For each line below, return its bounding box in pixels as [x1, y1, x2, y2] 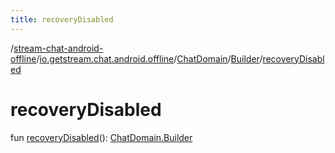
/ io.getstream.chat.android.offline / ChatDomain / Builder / [36, 52, 263, 65]
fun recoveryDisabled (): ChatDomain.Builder [10, 131, 193, 143]
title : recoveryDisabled [10, 14, 114, 25]
